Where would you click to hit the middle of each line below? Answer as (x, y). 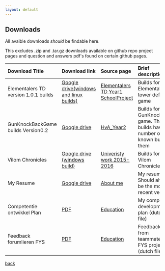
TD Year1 (111, 92)
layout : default (22, 10)
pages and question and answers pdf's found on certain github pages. (76, 56)
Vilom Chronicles (27, 160)
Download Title (26, 71)
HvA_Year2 (113, 127)
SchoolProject (117, 98)
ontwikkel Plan (24, 213)
